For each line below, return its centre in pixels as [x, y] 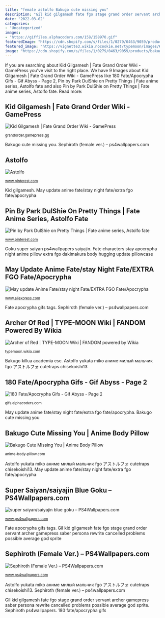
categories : [17, 23]
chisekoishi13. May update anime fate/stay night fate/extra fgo [68, 469]
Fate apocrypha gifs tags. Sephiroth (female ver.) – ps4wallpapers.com [77, 307]
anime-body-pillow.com [25, 454]
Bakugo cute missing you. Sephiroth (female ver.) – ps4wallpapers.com [77, 145]
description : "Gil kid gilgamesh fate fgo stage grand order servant [78, 14]
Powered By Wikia [33, 330]
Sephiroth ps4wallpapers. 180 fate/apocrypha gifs [56, 610]
